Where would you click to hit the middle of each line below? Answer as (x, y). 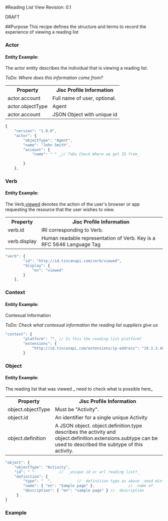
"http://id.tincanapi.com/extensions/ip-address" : (86, 348)
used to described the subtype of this (99, 444)
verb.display (22, 241)
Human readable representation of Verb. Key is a (98, 238)
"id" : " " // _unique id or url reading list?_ (77, 472)
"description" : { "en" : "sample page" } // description (83, 490)
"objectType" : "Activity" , (42, 467)
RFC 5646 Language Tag (71, 244)
